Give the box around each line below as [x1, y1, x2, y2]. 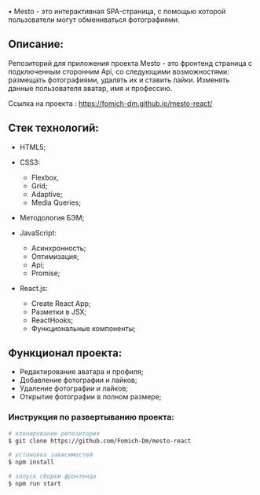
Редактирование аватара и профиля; [19, 367, 144, 377]
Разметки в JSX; [31, 307, 87, 316]
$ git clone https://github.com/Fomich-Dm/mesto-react [8, 437, 192, 445]
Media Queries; [31, 198, 81, 207]
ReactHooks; [31, 315, 73, 325]
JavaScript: [19, 227, 57, 238]
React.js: [19, 283, 49, 293]
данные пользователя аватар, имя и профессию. [8, 83, 173, 93]
